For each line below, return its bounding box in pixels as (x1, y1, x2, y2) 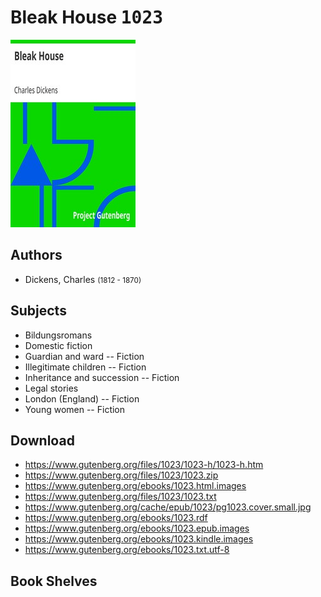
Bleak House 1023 (10, 6, 164, 29)
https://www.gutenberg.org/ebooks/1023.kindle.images (24, 533, 254, 545)
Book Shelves (10, 572, 98, 590)
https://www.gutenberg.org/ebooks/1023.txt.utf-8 (24, 544, 230, 556)
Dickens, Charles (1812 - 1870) (24, 273, 142, 285)
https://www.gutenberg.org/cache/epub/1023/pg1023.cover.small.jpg (24, 501, 312, 513)
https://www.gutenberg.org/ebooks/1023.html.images (24, 480, 247, 492)
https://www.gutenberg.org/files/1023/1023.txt (24, 491, 217, 503)
